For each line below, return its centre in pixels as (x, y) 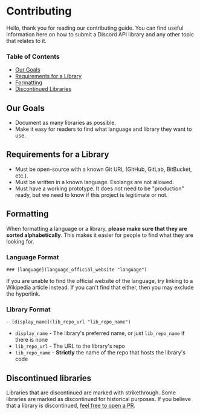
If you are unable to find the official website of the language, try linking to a (100, 281)
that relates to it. (27, 41)
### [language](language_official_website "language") (77, 270)
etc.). (21, 175)
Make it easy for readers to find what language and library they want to (103, 129)
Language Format (33, 257)
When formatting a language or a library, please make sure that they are (97, 228)
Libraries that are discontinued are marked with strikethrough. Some (91, 393)
